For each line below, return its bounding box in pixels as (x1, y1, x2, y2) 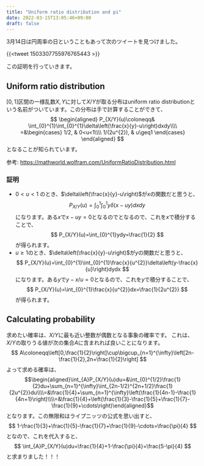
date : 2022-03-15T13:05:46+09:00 (6, 15, 92, 21)
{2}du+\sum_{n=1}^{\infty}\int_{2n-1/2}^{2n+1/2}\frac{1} (32, 382, 173, 389)
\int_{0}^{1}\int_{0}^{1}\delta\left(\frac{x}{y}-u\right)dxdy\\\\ (27, 122, 178, 129)
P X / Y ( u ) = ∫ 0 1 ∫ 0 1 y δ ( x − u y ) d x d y (69, 201, 145, 210)
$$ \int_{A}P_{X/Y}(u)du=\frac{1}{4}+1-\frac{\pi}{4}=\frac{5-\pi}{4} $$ (14, 442, 191, 449)
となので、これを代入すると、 (6, 432, 81, 440)
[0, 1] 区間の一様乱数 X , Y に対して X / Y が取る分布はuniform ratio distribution (6, 98, 191, 105)
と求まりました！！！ (6, 453, 60, 460)
